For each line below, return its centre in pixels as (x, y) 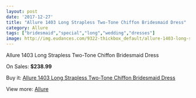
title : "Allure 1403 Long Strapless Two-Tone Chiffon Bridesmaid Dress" (96, 22)
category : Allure (27, 28)
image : (14, 38)
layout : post (22, 11)
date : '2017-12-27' (30, 17)
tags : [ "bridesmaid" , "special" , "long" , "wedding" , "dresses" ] (81, 33)
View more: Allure (27, 89)
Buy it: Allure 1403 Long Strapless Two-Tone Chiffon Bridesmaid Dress (91, 78)
